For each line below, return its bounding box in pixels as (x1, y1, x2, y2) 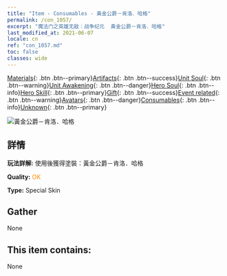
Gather (7, 206, 38, 217)
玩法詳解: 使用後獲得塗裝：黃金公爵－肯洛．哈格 (7, 159, 144, 167)
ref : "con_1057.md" (7, 42, 63, 49)
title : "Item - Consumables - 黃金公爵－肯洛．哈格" (7, 10, 151, 17)
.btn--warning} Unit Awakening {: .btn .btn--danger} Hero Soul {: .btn (7, 81, 197, 89)
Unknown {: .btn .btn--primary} (20, 103, 107, 111)
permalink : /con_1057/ (7, 17, 72, 23)
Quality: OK (7, 173, 41, 181)
